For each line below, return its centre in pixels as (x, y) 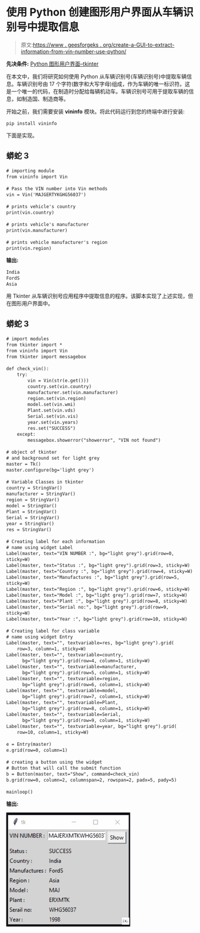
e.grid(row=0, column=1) (37, 750)
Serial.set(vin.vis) (53, 416)
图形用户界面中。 (32, 303)
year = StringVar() (30, 523)
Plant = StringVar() (32, 512)
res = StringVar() (29, 529)
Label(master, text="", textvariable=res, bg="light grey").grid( (90, 643)
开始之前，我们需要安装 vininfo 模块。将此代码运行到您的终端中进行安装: (96, 111)
